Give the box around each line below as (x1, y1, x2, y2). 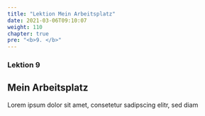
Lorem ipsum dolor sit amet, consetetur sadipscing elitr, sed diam (7, 100, 199, 109)
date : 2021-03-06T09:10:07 (7, 17, 87, 24)
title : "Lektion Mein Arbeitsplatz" (7, 10, 116, 18)
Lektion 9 (7, 60, 40, 70)
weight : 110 (7, 23, 43, 30)
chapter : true (7, 30, 50, 37)
